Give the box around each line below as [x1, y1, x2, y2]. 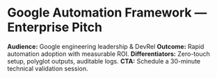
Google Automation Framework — [7, 5, 207, 21]
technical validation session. [7, 64, 88, 72]
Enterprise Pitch [7, 19, 103, 35]
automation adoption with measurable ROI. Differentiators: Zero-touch [7, 50, 210, 58]
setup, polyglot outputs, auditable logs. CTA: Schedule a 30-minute [7, 57, 201, 65]
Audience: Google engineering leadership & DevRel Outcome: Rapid [7, 42, 204, 50]
